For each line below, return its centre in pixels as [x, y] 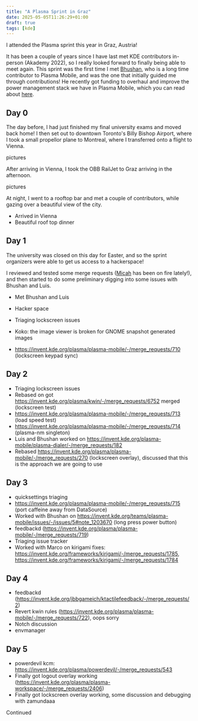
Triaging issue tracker [41, 541]
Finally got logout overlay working [56, 676]
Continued [19, 713]
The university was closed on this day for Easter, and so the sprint [87, 255]
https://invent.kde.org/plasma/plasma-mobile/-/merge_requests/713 [98, 414]
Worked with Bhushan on [45, 515]
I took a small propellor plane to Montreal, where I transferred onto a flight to [99, 140]
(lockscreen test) [35, 407]
